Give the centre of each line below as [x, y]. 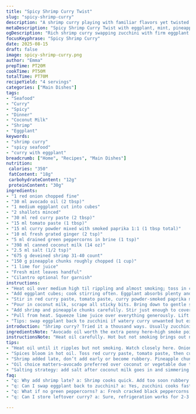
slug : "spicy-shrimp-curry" [40, 17]
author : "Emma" [24, 60]
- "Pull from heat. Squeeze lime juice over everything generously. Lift [98, 315]
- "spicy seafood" [28, 147]
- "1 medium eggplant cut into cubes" [53, 207]
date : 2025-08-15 [27, 44]
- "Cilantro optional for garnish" [49, 277]
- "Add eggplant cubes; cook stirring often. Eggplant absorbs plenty [94, 294]
